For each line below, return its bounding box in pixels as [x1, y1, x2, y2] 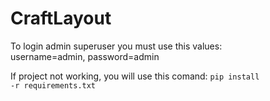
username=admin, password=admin [10, 50, 160, 62]
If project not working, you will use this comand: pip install [10, 70, 260, 82]
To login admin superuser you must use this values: [10, 40, 223, 52]
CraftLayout [10, 7, 112, 30]
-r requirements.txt [10, 80, 97, 91]
